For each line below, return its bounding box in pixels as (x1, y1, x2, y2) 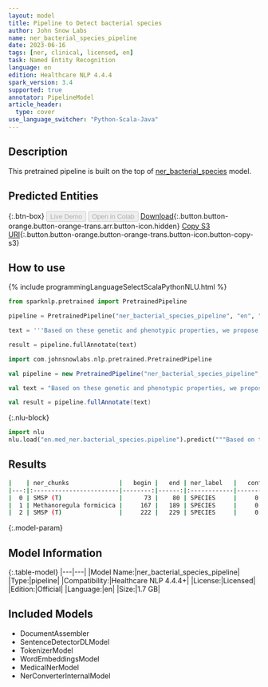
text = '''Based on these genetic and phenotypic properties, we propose (8, 326, 259, 335)
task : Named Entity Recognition (8, 57, 116, 65)
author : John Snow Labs (8, 26, 88, 34)
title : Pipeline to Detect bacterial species (8, 19, 162, 27)
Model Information (8, 546, 103, 559)
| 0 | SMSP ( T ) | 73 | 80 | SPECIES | (8, 494, 238, 502)
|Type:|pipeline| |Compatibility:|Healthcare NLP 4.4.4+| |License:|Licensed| (8, 576, 256, 586)
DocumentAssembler (19, 628, 90, 638)
